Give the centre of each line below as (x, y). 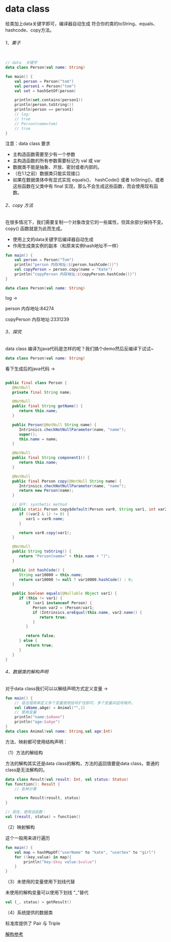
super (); (28, 434)
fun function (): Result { (33, 784)
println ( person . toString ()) (44, 105)
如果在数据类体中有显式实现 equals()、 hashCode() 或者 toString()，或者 (88, 180)
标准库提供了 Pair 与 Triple (33, 923)
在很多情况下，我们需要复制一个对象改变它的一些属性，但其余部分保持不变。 (85, 222)
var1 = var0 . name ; (45, 519)
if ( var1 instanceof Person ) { (59, 603)
